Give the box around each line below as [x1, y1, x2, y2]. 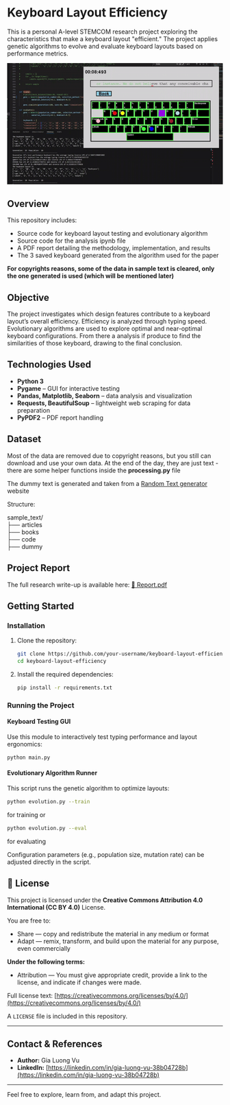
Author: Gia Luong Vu [16, 1056, 80, 1065]
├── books [7, 528, 40, 536]
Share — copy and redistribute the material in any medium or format [16, 930, 209, 938]
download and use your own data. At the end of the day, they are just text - [7, 459, 219, 467]
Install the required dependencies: [16, 670, 114, 678]
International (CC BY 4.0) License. [7, 903, 106, 911]
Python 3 [16, 377, 44, 385]
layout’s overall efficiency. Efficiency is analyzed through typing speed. [7, 317, 207, 326]
